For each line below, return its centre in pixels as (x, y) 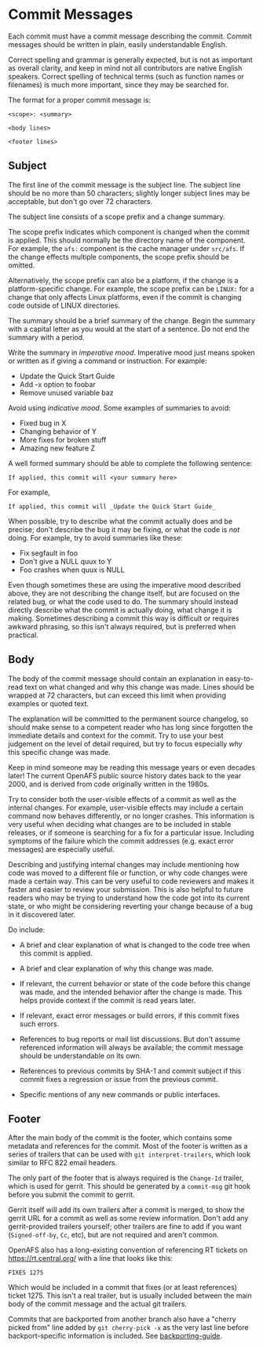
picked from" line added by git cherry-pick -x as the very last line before (128, 1328)
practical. (24, 635)
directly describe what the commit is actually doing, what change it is (120, 610)
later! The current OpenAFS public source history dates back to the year (125, 775)
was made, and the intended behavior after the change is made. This (131, 992)
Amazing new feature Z (57, 448)
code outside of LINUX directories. (64, 305)
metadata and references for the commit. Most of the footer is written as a (128, 1146)
